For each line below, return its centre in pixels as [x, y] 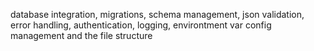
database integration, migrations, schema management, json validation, [157, 14]
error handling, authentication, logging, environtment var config [141, 25]
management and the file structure [81, 35]
